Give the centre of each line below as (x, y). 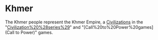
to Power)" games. (34, 32)
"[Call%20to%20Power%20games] (117, 27)
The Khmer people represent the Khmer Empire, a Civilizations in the (74, 22)
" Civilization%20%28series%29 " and (43, 27)
